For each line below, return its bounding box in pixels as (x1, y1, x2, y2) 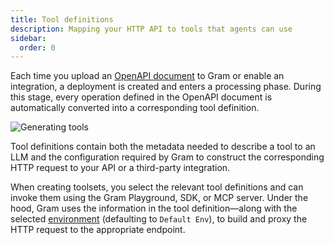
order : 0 (19, 42, 56, 53)
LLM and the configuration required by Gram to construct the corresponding (10, 151, 325, 163)
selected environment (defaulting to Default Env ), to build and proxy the (10, 213, 308, 225)
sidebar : (10, 33, 47, 43)
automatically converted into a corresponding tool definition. (10, 102, 260, 114)
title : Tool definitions (10, 14, 114, 25)
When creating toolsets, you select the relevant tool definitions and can (10, 181, 304, 193)
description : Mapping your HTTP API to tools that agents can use (10, 24, 293, 34)
